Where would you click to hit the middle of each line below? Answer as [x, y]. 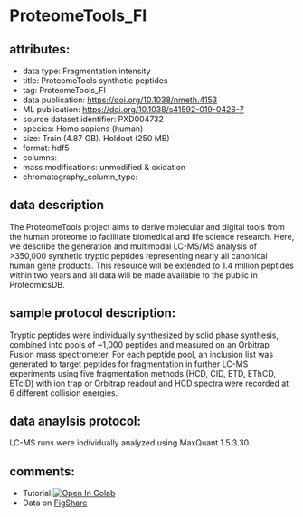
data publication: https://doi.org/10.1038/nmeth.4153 [120, 100]
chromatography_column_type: [80, 177]
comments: [42, 471]
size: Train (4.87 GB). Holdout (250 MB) [96, 138]
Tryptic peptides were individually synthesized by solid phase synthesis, [144, 335]
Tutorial [37, 493]
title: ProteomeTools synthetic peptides [95, 81]
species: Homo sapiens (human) [83, 129]
